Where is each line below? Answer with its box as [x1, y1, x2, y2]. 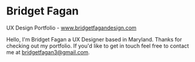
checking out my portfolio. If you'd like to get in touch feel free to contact [6, 42, 190, 49]
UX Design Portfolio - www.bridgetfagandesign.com [6, 24, 137, 31]
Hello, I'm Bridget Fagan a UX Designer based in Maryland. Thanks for [6, 36, 182, 43]
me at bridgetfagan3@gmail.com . [6, 48, 90, 55]
